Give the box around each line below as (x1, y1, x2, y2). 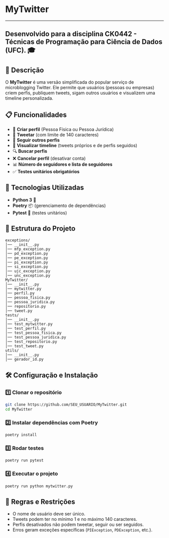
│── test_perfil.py (5, 326, 46, 331)
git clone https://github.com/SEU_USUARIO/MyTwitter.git (5, 402, 127, 408)
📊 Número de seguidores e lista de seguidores (12, 161, 113, 167)
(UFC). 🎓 (5, 46, 36, 55)
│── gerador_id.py (5, 357, 44, 362)
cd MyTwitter (5, 407, 33, 412)
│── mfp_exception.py (5, 246, 51, 251)
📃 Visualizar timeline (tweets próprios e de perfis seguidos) (12, 142, 137, 148)
